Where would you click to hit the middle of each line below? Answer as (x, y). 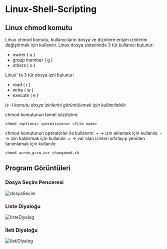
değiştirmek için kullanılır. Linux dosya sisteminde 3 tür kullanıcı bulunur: (79, 45)
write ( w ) (23, 90)
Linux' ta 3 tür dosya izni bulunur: (39, 75)
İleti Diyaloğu (21, 230)
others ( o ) (24, 65)
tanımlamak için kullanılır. (31, 144)
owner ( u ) (24, 54)
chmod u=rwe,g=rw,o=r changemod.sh (42, 153)
